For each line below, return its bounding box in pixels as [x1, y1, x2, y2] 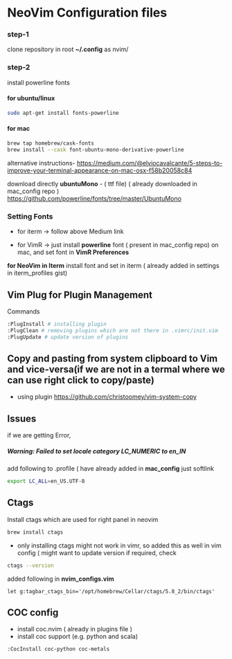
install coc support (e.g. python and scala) [17, 632, 139, 641]
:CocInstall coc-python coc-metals [7, 646, 110, 653]
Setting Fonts [7, 211, 53, 221]
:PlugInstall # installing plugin [7, 321, 107, 327]
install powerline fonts [7, 78, 71, 87]
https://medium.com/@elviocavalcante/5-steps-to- [76, 159, 223, 167]
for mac [7, 125, 30, 133]
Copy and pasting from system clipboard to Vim [7, 352, 218, 364]
